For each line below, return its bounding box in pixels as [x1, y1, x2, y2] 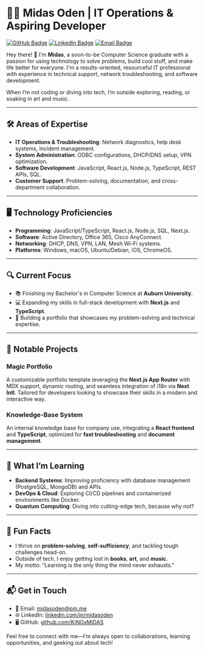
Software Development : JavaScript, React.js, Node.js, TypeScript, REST [15, 164, 196, 172]
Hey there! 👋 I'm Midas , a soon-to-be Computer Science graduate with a [6, 50, 188, 58]
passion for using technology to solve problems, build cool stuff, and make [6, 57, 193, 64]
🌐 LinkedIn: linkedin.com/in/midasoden [15, 611, 114, 619]
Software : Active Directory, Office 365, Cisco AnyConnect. [15, 233, 163, 240]
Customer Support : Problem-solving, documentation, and [15, 177, 161, 184]
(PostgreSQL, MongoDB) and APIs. [15, 484, 103, 491]
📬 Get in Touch [6, 586, 67, 596]
